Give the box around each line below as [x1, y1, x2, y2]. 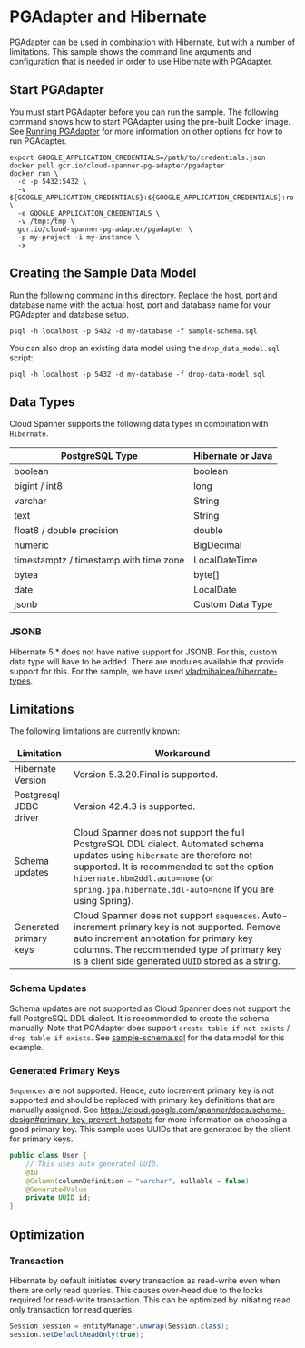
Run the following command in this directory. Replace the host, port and [9, 289, 278, 300]
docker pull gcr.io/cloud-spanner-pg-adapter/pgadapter [9, 161, 225, 170]
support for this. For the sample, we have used [9, 665, 184, 676]
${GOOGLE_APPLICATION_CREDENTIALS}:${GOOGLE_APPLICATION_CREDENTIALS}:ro [9, 193, 295, 202]
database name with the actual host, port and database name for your [9, 299, 271, 310]
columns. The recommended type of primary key [74, 944, 282, 957]
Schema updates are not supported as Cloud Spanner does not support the [9, 1003, 292, 1014]
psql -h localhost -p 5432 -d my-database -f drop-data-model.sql [9, 370, 266, 379]
